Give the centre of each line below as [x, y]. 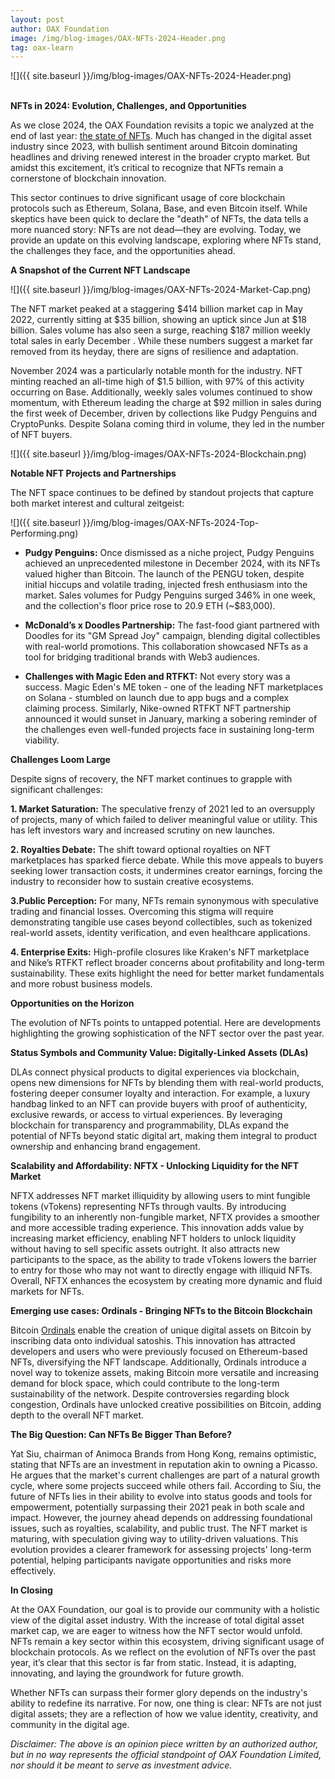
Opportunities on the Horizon [72, 1003]
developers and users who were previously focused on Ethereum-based [159, 1352]
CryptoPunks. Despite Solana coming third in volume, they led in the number [167, 424]
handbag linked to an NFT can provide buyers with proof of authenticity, [159, 1104]
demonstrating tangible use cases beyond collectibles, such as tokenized [161, 922]
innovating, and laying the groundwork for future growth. [127, 1673]
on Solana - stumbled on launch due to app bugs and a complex [157, 698]
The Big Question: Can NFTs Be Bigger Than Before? [121, 1435]
